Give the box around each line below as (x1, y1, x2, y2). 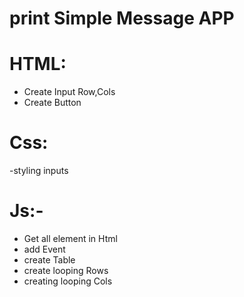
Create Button (23, 97, 82, 109)
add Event (23, 243, 66, 255)
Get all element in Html (23, 233, 118, 244)
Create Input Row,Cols (23, 86, 116, 98)
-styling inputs (9, 165, 69, 177)
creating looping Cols (23, 275, 113, 287)
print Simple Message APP (9, 7, 235, 30)
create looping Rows (23, 265, 109, 276)
